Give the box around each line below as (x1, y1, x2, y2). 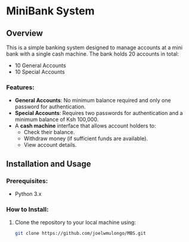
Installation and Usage (6, 159, 91, 169)
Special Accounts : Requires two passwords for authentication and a (14, 110, 183, 117)
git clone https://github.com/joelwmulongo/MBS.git (14, 231, 146, 237)
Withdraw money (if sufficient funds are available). (23, 135, 148, 142)
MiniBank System (6, 4, 95, 18)
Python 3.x (14, 190, 42, 197)
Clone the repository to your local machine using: (14, 219, 136, 226)
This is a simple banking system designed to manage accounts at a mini (6, 44, 183, 51)
